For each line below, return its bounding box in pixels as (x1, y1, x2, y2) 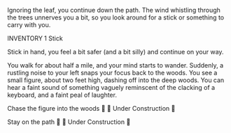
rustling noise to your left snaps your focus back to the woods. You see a (7, 69, 218, 77)
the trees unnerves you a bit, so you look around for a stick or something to (7, 13, 225, 22)
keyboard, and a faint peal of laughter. (7, 91, 118, 99)
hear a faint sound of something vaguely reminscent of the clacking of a (7, 84, 216, 91)
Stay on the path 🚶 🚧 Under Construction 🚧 (7, 118, 131, 126)
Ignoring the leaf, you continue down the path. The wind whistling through (7, 6, 220, 14)
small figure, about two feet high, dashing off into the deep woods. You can (7, 76, 225, 84)
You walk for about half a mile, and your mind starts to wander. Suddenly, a (7, 61, 224, 69)
